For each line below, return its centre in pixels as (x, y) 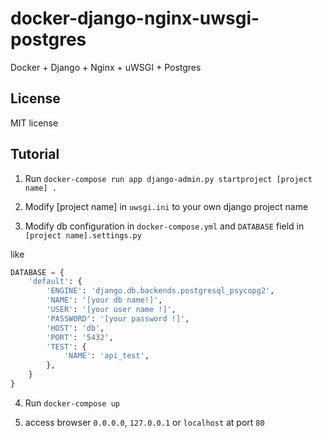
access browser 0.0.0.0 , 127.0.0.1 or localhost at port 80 (144, 422)
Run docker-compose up (72, 403)
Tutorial (35, 154)
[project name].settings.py (83, 235)
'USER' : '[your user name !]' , (111, 310)
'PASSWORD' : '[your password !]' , (118, 318)
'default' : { (55, 282)
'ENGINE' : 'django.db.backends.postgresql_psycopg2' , (160, 291)
